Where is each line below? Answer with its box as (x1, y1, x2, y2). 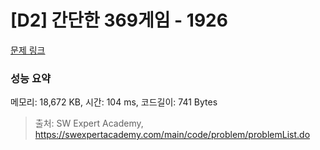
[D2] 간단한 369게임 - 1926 (10, 9, 228, 32)
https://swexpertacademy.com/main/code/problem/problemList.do (34, 129, 311, 141)
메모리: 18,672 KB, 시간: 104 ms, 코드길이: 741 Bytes (10, 96, 218, 108)
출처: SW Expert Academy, (34, 117, 144, 130)
